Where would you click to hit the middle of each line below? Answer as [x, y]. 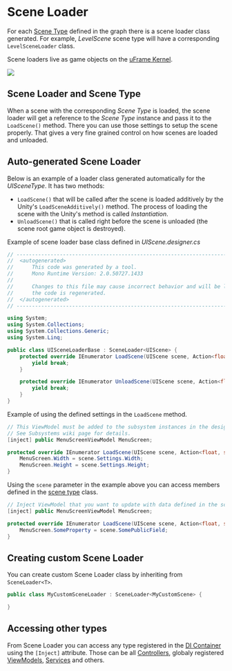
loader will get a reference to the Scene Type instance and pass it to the [109, 117]
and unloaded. [28, 140]
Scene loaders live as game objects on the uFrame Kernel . [90, 59]
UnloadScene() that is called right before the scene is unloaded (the [113, 221]
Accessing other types [57, 629]
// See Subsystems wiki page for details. [69, 433]
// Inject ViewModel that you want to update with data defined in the [112, 505]
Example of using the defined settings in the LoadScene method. [97, 414]
